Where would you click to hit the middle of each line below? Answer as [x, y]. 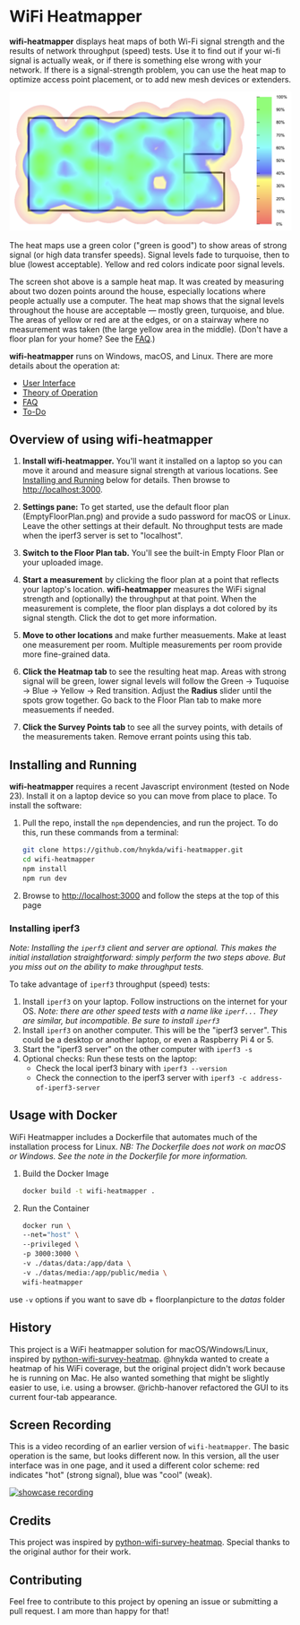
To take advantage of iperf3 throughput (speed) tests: [110, 984]
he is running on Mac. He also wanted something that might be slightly [139, 1378]
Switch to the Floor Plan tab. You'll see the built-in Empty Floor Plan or [153, 553]
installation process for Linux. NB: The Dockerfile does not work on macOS [148, 1146]
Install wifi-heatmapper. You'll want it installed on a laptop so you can [152, 461]
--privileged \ [51, 1245]
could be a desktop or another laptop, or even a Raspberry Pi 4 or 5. [148, 1039]
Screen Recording [60, 1425]
